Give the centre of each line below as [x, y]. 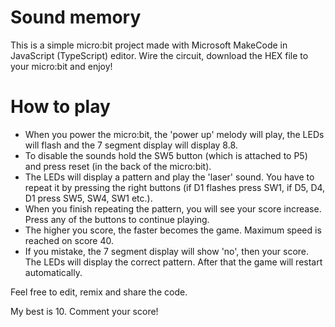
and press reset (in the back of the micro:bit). [118, 166]
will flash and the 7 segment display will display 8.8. [131, 145]
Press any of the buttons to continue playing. [117, 219]
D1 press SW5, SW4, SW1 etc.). [88, 198]
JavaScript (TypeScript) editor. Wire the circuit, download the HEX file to [159, 55]
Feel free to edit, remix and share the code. [99, 292]
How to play [60, 107]
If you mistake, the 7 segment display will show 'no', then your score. [167, 251]
